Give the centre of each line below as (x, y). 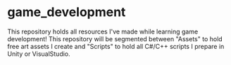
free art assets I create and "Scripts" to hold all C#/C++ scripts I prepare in (116, 46)
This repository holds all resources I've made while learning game (103, 31)
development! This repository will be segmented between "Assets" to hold (115, 38)
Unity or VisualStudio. (39, 54)
